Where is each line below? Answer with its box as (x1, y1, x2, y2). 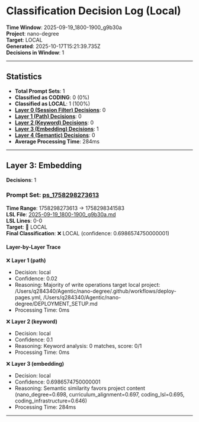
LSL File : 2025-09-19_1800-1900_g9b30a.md (6, 210, 116, 218)
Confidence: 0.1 (14, 336, 53, 343)
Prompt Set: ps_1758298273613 (6, 191, 99, 199)
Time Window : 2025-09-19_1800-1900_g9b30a (6, 24, 123, 31)
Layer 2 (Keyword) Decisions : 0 (14, 119, 94, 126)
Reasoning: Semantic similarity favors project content (14, 385, 146, 392)
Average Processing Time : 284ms (14, 138, 99, 145)
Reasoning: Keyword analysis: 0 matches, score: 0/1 (14, 343, 142, 350)
